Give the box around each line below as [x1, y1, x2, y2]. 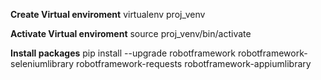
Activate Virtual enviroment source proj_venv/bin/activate [10, 28, 252, 39]
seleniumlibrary [10, 58, 75, 69]
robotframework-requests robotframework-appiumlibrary [76, 58, 312, 69]
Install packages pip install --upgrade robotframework [10, 47, 237, 59]
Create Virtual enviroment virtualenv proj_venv [10, 9, 206, 20]
